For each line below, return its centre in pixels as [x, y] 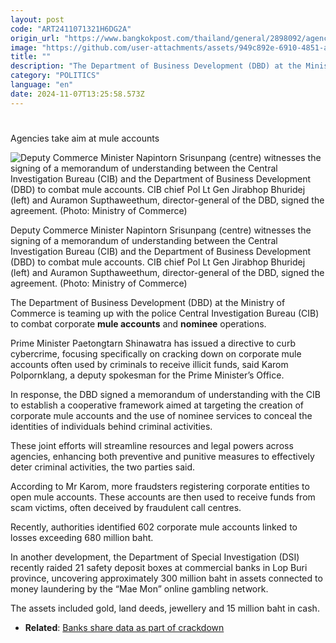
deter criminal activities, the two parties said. [103, 467]
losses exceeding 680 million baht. [82, 537]
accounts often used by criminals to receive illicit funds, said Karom [149, 364]
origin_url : [35, 38]
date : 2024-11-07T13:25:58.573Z [77, 94]
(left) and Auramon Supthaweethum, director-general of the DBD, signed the [167, 272]
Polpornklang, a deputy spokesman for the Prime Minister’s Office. [147, 375]
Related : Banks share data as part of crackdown [124, 627]
